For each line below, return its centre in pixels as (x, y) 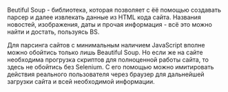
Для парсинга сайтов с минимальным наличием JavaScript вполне (106, 45)
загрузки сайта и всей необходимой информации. (81, 81)
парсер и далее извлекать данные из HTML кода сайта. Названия (104, 17)
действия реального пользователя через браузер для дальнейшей (106, 74)
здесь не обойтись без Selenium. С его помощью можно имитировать (111, 67)
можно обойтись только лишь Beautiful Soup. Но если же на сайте (105, 52)
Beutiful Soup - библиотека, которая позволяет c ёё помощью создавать (114, 10)
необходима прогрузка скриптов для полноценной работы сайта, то (108, 60)
